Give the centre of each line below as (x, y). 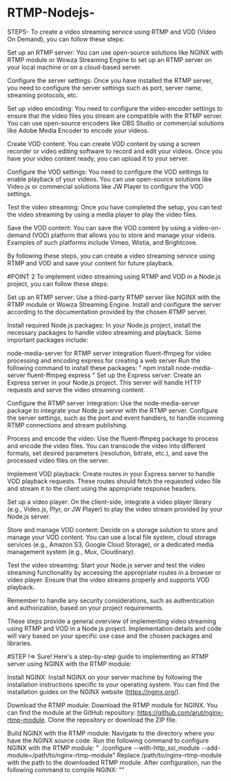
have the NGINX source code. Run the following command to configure (108, 740)
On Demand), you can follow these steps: (66, 39)
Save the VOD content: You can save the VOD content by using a (99, 227)
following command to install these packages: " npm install (91, 367)
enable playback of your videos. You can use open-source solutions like (110, 179)
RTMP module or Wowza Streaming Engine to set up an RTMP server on (110, 59)
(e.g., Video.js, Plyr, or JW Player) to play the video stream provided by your (115, 509)
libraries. (20, 643)
